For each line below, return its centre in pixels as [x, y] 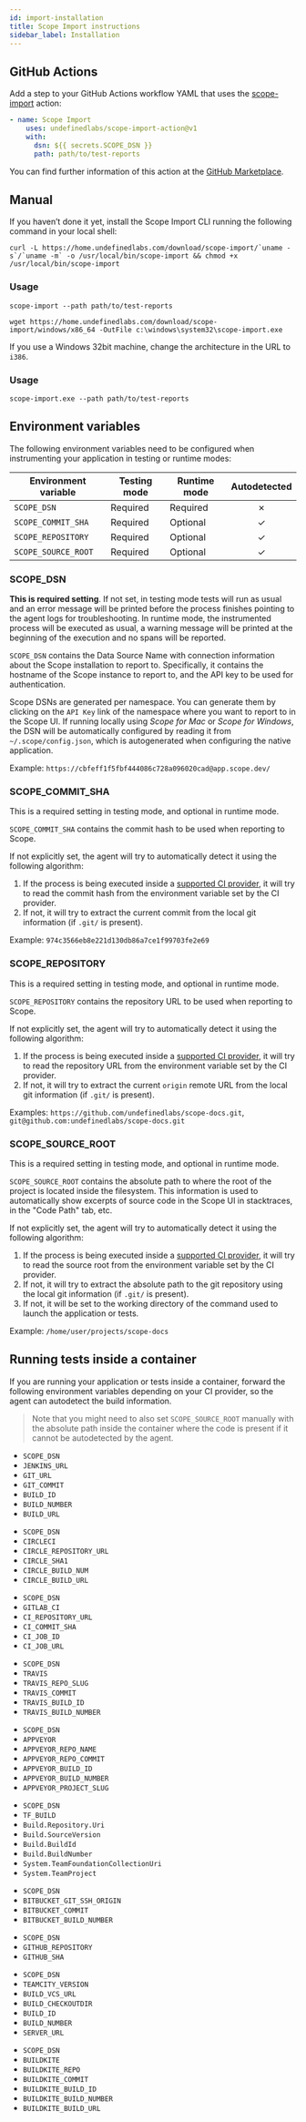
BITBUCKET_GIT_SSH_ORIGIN [71, 1901]
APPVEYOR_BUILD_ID [57, 1769]
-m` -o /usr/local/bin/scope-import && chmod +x [144, 256]
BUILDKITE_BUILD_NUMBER [68, 2099]
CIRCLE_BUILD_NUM [56, 1571]
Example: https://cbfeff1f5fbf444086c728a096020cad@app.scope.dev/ [140, 768]
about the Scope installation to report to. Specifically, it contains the [137, 665]
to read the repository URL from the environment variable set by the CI [155, 1066]
